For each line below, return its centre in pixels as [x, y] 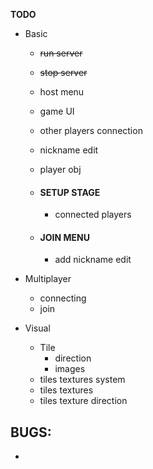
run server [61, 53]
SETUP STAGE [70, 192]
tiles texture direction [83, 401]
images [70, 369]
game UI [57, 111]
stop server [63, 72]
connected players [93, 215]
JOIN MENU [64, 237]
